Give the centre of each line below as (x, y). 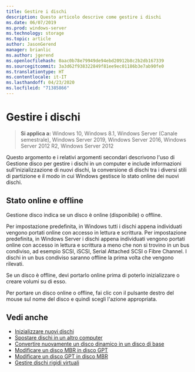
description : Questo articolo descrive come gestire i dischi (84, 17)
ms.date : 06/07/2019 (31, 22)
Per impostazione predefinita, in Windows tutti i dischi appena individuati (94, 226)
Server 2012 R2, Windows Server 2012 (67, 146)
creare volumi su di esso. (36, 281)
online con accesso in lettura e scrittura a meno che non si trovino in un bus (98, 245)
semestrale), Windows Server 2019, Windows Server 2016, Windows (103, 139)
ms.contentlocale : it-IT (36, 77)
